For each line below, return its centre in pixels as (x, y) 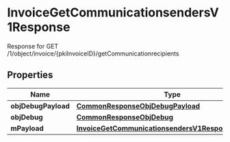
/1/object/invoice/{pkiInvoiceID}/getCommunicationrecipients (93, 54)
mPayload (27, 128)
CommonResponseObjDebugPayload (138, 106)
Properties (30, 75)
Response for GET (33, 46)
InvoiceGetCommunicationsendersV (113, 13)
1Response (39, 27)
